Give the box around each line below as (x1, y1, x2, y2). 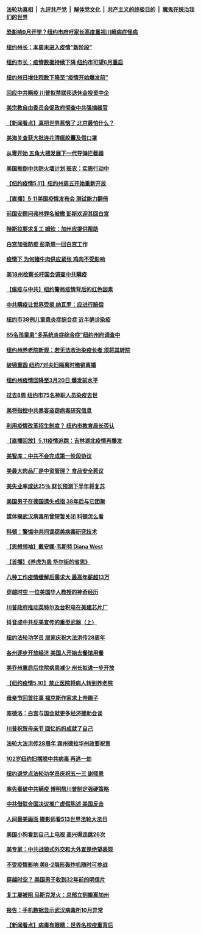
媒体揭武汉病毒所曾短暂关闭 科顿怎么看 (6, 513, 104, 520)
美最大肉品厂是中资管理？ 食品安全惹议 (6, 467, 104, 475)
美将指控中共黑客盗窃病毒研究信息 (6, 407, 92, 414)
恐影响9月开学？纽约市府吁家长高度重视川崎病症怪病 (6, 28, 138, 36)
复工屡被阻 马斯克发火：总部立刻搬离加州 (6, 891, 110, 899)
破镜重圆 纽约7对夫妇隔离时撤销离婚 (6, 361, 96, 369)
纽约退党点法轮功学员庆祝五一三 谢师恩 (6, 770, 104, 777)
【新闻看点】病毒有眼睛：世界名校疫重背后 (6, 921, 113, 929)
